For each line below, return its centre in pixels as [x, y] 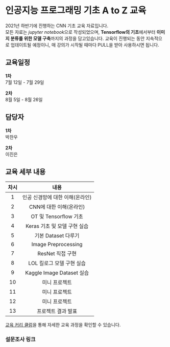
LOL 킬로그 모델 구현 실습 [57, 263]
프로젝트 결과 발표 [57, 311]
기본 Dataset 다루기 [57, 236]
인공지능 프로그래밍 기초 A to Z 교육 [76, 10]
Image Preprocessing [57, 245]
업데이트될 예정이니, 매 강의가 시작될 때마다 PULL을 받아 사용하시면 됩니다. [85, 45]
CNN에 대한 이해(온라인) [57, 207]
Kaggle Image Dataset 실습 [57, 273]
